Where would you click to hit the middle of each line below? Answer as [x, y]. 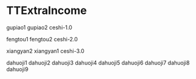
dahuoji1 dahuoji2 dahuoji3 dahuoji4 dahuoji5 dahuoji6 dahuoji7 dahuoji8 [98, 63]
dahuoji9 [17, 69]
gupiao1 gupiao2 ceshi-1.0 [39, 27]
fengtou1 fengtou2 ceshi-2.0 [42, 39]
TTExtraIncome [47, 11]
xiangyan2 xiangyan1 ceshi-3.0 [45, 51]
